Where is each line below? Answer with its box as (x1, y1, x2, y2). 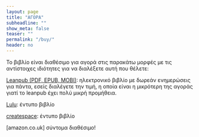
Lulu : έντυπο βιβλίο (6, 101, 55, 108)
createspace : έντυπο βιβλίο (6, 112, 75, 120)
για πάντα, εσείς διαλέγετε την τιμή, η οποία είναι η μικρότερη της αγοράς (6, 83, 193, 90)
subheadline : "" (6, 20, 47, 26)
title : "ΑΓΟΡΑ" (6, 14, 44, 20)
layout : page (6, 8, 39, 15)
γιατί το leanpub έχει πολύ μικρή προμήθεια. (6, 89, 117, 96)
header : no (6, 42, 33, 48)
